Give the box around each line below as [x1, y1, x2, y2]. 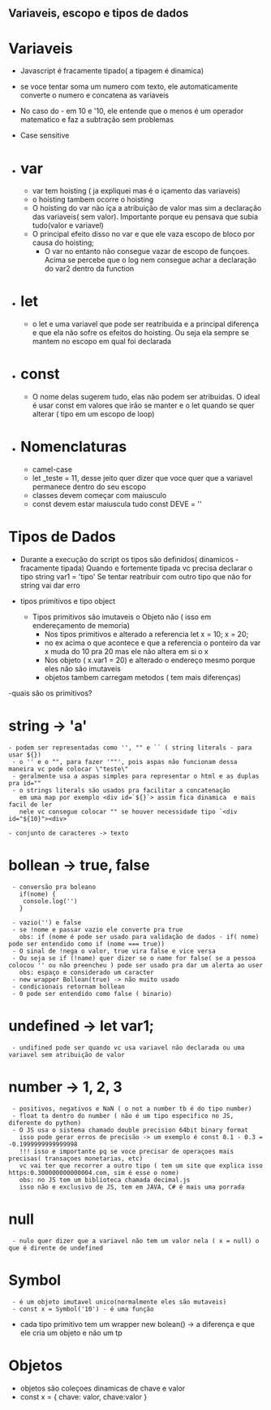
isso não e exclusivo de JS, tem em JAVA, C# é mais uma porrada [19, 1183, 245, 1191]
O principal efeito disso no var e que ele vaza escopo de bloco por [32, 229, 256, 239]
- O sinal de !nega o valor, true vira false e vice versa [11, 947, 217, 955]
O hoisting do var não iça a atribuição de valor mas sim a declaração [32, 203, 262, 213]
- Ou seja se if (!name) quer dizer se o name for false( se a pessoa [11, 954, 256, 963]
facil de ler [8, 801, 53, 809]
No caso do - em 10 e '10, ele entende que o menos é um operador [19, 106, 244, 116]
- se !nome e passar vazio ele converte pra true [11, 925, 183, 934]
